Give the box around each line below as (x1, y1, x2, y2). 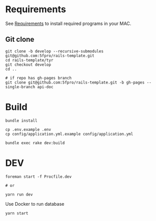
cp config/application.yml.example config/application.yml (5, 131, 134, 136)
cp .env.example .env (5, 127, 51, 132)
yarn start (5, 210, 29, 216)
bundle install (5, 118, 38, 123)
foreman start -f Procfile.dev (5, 174, 72, 179)
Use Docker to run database (5, 201, 65, 207)
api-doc (37, 84, 54, 90)
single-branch (5, 84, 36, 90)
